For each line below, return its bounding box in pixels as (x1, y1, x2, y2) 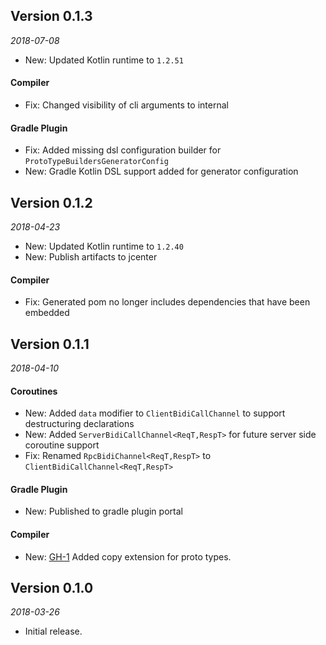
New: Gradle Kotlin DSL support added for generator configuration (24, 165, 299, 178)
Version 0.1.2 (10, 194, 93, 211)
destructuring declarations (24, 418, 135, 430)
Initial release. (24, 625, 83, 638)
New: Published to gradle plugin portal (24, 505, 183, 518)
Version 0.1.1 (10, 335, 90, 353)
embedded (24, 307, 70, 319)
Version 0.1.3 (10, 8, 93, 25)
